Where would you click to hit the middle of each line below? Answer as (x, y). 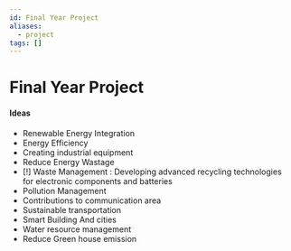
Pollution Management (64, 191)
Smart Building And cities (70, 219)
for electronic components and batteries (98, 181)
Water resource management (77, 229)
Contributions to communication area (92, 200)
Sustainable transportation (72, 209)
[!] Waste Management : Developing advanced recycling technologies (152, 172)
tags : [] (26, 43)
